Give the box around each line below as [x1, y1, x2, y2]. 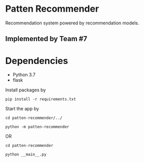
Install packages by [5, 87, 46, 93]
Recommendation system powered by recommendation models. [5, 20, 139, 26]
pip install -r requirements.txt [5, 97, 76, 102]
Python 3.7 [12, 72, 36, 78]
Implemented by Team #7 [5, 35, 88, 43]
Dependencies [5, 55, 68, 67]
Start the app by [5, 106, 39, 112]
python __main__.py [5, 152, 47, 157]
